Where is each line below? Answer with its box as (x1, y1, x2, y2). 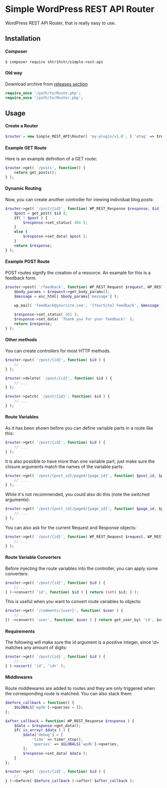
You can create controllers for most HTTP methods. (5, 348, 111, 354)
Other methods (5, 337, 37, 343)
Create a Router (5, 123, 38, 129)
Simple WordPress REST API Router (5, 3, 155, 15)
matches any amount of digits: (5, 645, 67, 651)
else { (14, 229, 28, 235)
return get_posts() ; (14, 170, 57, 175)
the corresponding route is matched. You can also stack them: (5, 691, 133, 697)
